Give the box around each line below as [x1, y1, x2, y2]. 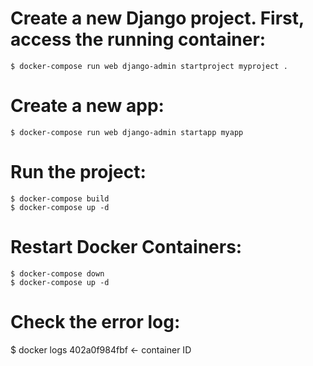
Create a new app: [10, 95, 165, 117]
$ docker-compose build [10, 193, 110, 204]
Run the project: [10, 161, 147, 184]
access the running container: [10, 28, 267, 51]
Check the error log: [10, 310, 181, 333]
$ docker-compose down [10, 268, 105, 279]
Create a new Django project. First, [10, 7, 305, 30]
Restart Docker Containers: [10, 236, 243, 258]
